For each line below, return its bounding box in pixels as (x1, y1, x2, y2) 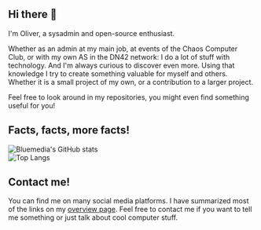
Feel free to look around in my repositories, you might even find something (8, 92, 250, 102)
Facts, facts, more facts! (8, 123, 130, 137)
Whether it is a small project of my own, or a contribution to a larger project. (8, 77, 254, 86)
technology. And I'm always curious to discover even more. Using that (8, 60, 235, 70)
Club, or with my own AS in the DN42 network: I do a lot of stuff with (8, 52, 230, 61)
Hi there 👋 (8, 8, 57, 21)
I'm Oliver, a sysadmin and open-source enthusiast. (8, 28, 175, 38)
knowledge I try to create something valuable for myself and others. (8, 68, 228, 78)
